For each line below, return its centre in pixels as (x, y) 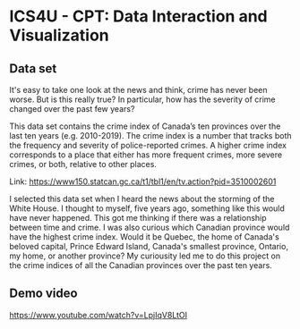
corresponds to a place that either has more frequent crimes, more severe (146, 155)
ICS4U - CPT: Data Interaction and (138, 17)
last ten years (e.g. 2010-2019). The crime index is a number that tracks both (151, 135)
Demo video (43, 294)
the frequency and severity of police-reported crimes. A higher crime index (148, 145)
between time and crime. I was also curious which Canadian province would (150, 227)
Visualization (59, 35)
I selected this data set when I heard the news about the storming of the (142, 199)
